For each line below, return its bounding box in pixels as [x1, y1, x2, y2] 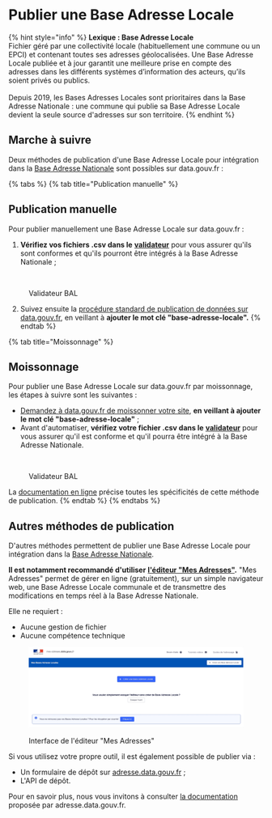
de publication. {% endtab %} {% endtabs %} [8, 496, 161, 506]
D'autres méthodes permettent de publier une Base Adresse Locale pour [8, 540, 251, 551]
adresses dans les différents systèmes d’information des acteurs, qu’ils [8, 66, 246, 76]
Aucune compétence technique [19, 631, 125, 641]
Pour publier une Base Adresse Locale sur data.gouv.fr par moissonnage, [8, 382, 253, 392]
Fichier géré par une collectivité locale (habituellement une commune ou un [8, 40, 261, 50]
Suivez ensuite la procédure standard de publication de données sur [19, 303, 249, 313]
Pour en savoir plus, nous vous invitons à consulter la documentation [8, 791, 239, 802]
